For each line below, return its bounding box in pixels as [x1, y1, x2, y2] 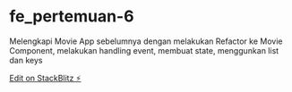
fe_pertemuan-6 [9, 6, 134, 27]
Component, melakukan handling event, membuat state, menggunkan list [9, 45, 279, 55]
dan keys [9, 54, 43, 65]
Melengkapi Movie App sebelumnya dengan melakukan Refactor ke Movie [9, 36, 283, 46]
